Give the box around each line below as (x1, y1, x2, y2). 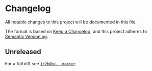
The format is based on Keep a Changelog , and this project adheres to (5, 28, 147, 34)
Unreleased (5, 48, 42, 56)
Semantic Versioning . (5, 34, 48, 39)
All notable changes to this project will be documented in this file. (5, 19, 137, 25)
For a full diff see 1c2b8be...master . (5, 60, 77, 66)
